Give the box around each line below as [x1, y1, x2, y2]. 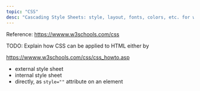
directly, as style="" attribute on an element [14, 78, 123, 85]
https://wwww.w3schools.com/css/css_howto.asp [6, 54, 130, 61]
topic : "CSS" [6, 8, 39, 15]
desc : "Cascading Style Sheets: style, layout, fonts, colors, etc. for [6, 14, 190, 20]
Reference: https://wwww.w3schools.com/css [6, 30, 120, 37]
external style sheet [14, 65, 64, 72]
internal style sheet [14, 71, 62, 79]
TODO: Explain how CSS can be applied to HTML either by [6, 42, 149, 49]
